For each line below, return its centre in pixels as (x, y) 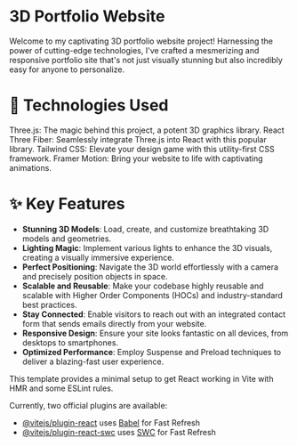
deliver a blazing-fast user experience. (93, 361)
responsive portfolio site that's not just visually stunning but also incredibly (146, 60)
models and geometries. (67, 239)
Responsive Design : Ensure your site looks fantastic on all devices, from (155, 333)
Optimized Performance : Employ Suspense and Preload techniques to (152, 352)
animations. (30, 167)
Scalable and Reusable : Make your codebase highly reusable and (143, 286)
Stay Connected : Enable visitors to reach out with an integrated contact (154, 314)
